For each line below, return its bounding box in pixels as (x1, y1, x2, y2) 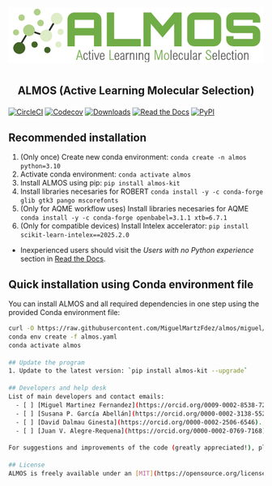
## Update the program (8, 358, 85, 367)
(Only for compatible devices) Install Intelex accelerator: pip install (19, 221, 249, 231)
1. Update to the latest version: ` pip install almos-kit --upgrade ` (8, 367, 249, 375)
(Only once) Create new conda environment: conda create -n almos (19, 152, 247, 162)
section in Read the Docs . (19, 254, 106, 264)
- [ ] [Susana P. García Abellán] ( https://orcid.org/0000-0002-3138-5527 (15, 409, 270, 418)
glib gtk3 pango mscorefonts (19, 197, 119, 205)
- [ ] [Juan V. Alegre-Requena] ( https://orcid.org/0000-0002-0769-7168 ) (15, 427, 266, 435)
